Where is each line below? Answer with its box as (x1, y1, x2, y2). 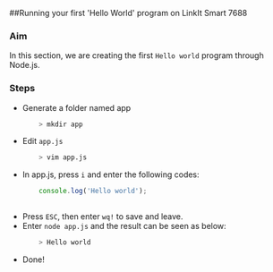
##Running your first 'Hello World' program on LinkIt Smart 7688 (9, 8, 248, 18)
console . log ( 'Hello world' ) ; (38, 187, 148, 196)
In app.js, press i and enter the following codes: (21, 169, 200, 180)
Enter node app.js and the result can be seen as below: (21, 221, 226, 232)
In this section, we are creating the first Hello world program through (9, 50, 264, 61)
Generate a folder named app (21, 102, 132, 113)
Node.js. (9, 60, 40, 71)
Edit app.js (21, 136, 64, 147)
